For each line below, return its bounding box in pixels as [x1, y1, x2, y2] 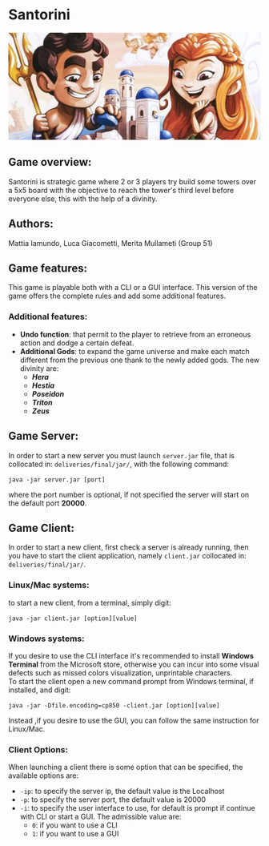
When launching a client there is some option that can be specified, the [8, 763, 243, 772]
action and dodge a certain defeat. [19, 338, 134, 348]
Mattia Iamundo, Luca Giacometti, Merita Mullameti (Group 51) [8, 238, 214, 248]
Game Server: [8, 429, 79, 443]
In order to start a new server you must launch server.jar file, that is [8, 450, 235, 460]
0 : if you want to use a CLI [31, 820, 118, 830]
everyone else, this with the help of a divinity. [8, 194, 158, 203]
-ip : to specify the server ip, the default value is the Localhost [19, 787, 225, 796]
